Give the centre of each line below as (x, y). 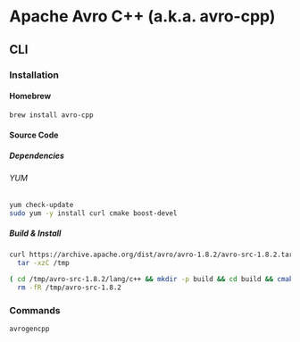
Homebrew (30, 96)
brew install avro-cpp (51, 115)
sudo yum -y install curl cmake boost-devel (93, 213)
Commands (35, 310)
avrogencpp (29, 329)
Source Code (34, 135)
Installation (34, 75)
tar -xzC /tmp (43, 263)
